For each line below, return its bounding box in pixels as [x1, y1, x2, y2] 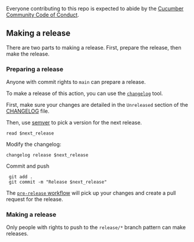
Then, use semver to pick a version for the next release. [6, 119, 142, 126]
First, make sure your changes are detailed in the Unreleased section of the [6, 102, 188, 109]
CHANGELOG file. [6, 107, 50, 115]
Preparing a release [6, 65, 64, 73]
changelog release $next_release [6, 152, 89, 158]
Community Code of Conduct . [6, 11, 79, 18]
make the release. [6, 50, 50, 57]
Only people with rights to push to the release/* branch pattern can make [6, 224, 186, 231]
